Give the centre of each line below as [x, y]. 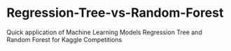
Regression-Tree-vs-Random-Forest [115, 13]
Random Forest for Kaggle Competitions [64, 39]
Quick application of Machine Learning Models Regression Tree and [104, 32]
